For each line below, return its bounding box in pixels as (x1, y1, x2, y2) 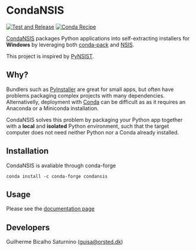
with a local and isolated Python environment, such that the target (6, 123, 169, 130)
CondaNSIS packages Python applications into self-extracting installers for (6, 34, 190, 42)
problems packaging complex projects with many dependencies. (6, 92, 165, 99)
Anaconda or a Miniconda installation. (6, 105, 99, 112)
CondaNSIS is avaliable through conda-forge (6, 162, 116, 169)
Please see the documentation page (6, 205, 95, 212)
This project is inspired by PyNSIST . (6, 52, 94, 59)
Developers (6, 222, 50, 233)
